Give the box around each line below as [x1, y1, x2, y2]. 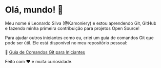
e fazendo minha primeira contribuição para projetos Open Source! [5, 25, 140, 31]
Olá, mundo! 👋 [5, 4, 63, 15]
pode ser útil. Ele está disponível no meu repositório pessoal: [5, 40, 128, 45]
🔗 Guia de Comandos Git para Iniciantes [5, 49, 85, 55]
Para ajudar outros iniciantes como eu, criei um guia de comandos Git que [5, 35, 154, 41]
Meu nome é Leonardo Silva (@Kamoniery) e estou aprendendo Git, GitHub [5, 20, 157, 26]
